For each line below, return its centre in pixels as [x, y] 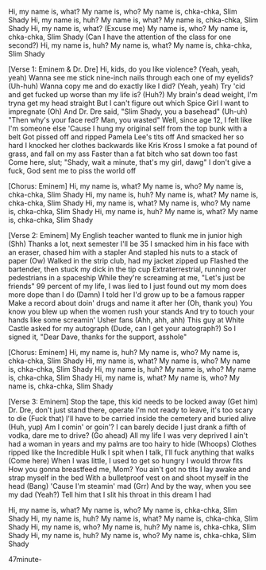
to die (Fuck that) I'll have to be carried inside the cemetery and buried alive [132, 418]
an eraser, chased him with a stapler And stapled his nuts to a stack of [123, 252]
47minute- [25, 559]
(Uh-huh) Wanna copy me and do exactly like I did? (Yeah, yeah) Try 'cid [127, 86]
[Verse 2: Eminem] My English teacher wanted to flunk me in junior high [125, 235]
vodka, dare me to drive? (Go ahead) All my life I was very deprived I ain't [128, 435]
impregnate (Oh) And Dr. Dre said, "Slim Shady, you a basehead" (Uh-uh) [128, 111]
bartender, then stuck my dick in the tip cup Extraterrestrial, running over [127, 269]
